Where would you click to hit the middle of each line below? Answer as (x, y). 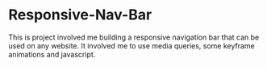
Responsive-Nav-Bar (80, 15)
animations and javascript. (52, 54)
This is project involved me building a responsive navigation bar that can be (134, 37)
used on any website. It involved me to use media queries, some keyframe (132, 45)
